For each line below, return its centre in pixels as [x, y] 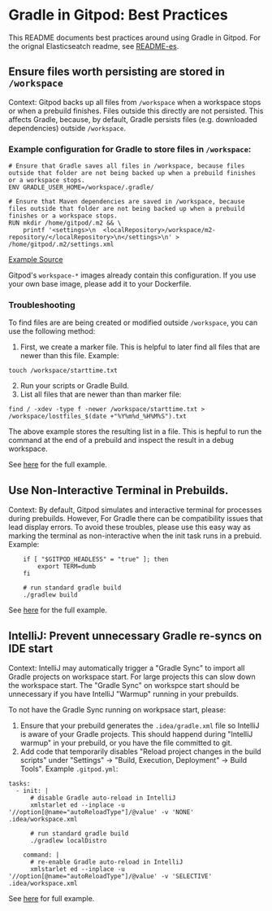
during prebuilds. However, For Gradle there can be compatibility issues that [136, 519]
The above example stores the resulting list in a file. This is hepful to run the [135, 431]
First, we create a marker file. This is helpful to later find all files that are [140, 347]
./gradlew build [51, 595]
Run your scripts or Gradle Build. [75, 386]
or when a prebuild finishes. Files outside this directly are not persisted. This [136, 111]
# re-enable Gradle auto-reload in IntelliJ [106, 862]
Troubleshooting [42, 304]
